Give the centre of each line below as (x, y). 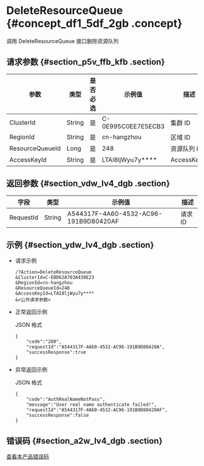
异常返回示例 (31, 370)
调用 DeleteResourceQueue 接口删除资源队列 (63, 41)
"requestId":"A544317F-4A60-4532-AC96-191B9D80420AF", (97, 410)
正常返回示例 (31, 312)
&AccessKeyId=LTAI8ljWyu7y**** (55, 293)
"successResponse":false (58, 416)
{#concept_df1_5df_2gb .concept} (94, 23)
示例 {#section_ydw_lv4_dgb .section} (80, 245)
